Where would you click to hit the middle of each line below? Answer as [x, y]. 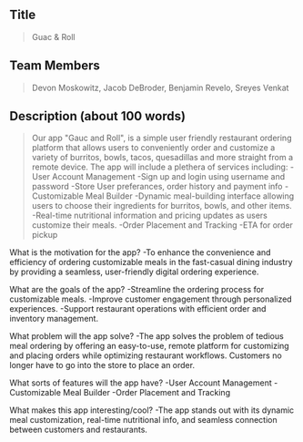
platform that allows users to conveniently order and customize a [153, 148]
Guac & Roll [53, 36]
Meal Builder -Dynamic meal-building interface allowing [190, 196]
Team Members [55, 66]
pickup [45, 235]
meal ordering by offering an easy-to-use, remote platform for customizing [149, 346]
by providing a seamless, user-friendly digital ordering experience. [134, 272]
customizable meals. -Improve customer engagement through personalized [151, 299]
